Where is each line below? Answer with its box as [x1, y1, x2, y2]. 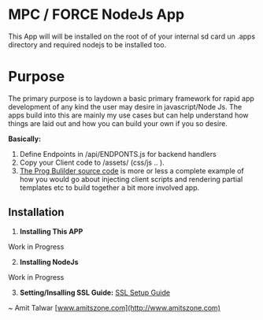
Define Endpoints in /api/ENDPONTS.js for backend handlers [19, 149, 217, 158]
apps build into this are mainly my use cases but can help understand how [8, 110, 250, 120]
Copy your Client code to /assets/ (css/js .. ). [19, 158, 165, 167]
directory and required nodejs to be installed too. [8, 39, 167, 49]
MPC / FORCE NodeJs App [8, 6, 185, 24]
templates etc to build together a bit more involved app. [19, 183, 199, 192]
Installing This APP [19, 226, 83, 236]
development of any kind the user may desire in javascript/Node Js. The [8, 102, 243, 111]
